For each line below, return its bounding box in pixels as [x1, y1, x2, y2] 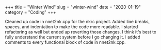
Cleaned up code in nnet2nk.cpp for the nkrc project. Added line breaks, [5, 19, 150, 24]
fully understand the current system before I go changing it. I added [5, 34, 141, 40]
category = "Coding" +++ [5, 9, 57, 15]
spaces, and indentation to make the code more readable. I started [5, 24, 138, 30]
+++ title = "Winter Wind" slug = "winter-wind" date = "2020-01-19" [5, 4, 141, 10]
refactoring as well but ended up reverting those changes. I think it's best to [5, 29, 157, 34]
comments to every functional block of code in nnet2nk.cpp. [5, 39, 126, 45]
